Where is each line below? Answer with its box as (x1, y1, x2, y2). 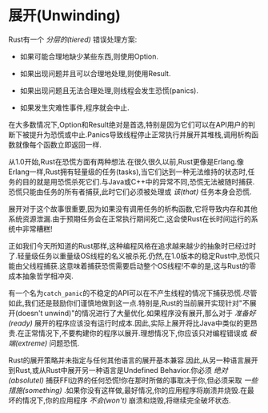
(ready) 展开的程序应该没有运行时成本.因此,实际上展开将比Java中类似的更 (8, 318, 250, 328)
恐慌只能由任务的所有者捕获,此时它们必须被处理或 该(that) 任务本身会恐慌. (8, 187, 252, 196)
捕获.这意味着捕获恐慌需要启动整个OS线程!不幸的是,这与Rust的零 (42, 261, 257, 270)
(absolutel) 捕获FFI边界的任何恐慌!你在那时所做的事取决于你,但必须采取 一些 (8, 375, 258, 385)
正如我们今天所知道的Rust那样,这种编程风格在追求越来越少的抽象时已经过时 (8, 241, 257, 250)
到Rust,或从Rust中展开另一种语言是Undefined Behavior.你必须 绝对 (8, 365, 228, 375)
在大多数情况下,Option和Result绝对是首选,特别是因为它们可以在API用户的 (8, 119, 249, 129)
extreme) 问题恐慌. (18, 338, 80, 348)
